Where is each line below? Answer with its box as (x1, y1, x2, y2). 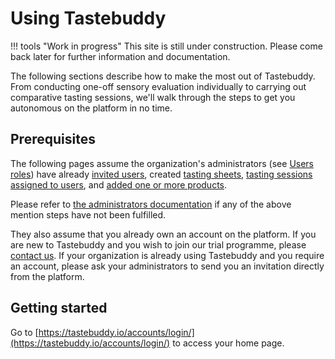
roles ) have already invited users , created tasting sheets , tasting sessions (10, 168, 313, 180)
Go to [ (10, 326, 39, 338)
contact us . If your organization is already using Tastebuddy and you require (10, 249, 325, 261)
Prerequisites (10, 131, 96, 148)
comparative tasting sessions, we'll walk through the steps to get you (10, 91, 296, 103)
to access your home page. (172, 337, 285, 349)
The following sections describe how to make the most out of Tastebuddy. (10, 70, 316, 82)
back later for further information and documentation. (10, 50, 231, 62)
